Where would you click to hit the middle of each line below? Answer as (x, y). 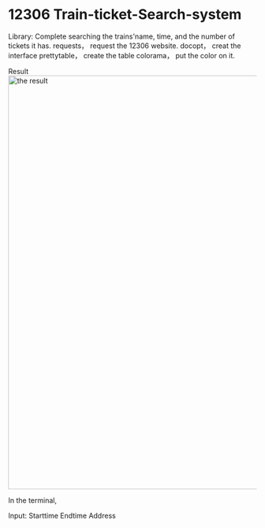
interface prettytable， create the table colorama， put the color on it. (121, 55)
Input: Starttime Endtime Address (62, 515)
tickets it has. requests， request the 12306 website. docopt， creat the (125, 46)
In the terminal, (33, 500)
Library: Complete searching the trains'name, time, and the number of (121, 36)
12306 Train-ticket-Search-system (125, 15)
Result (19, 71)
